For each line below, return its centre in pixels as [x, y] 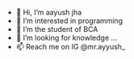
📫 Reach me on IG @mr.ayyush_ [71, 47]
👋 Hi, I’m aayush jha [49, 12]
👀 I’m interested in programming [69, 21]
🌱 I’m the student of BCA [57, 29]
